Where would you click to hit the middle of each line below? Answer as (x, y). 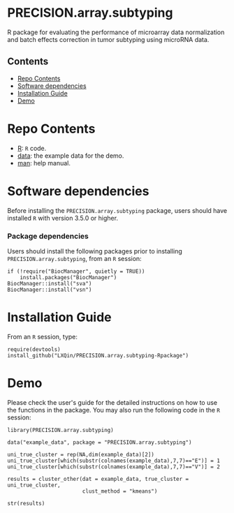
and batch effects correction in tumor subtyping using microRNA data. (108, 39)
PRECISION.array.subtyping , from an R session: (74, 258)
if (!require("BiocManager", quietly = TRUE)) (76, 271)
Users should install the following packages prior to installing (95, 251)
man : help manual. (44, 163)
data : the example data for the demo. (71, 156)
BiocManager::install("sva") (50, 283)
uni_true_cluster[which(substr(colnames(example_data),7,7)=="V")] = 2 (114, 467)
